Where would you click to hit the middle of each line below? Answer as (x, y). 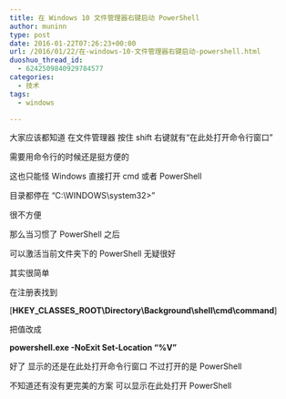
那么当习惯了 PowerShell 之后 (65, 234)
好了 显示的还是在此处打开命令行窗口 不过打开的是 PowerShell (126, 366)
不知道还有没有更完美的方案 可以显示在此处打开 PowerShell (121, 386)
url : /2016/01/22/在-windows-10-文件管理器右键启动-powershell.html (135, 52)
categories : (32, 77)
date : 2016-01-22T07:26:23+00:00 (73, 43)
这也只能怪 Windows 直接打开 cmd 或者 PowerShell (106, 176)
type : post (30, 35)
